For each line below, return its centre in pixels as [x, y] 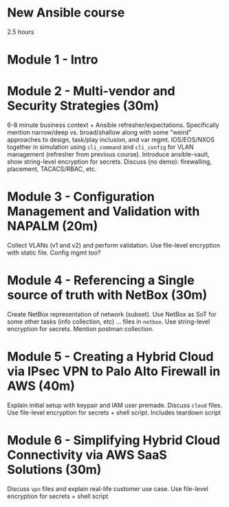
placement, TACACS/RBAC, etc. [52, 169]
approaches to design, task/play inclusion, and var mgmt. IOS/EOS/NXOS [111, 140]
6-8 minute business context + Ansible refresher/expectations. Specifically [113, 125]
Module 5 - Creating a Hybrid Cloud [110, 357]
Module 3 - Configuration [81, 197]
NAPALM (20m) [53, 226]
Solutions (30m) [54, 470]
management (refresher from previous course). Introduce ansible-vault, [108, 155]
